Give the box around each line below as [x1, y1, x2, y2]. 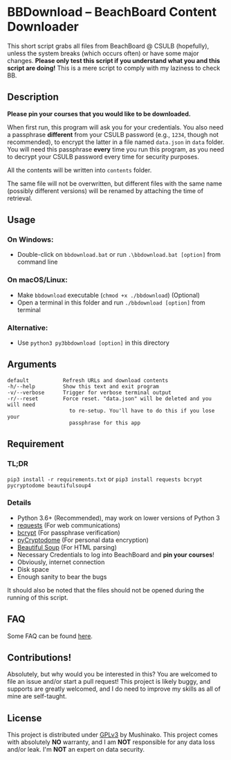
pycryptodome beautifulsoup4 [7, 482, 91, 489]
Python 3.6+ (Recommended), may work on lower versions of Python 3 [17, 514, 220, 522]
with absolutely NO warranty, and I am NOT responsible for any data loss [7, 738, 216, 746]
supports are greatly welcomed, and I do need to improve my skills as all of [7, 685, 221, 693]
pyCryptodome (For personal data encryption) [17, 536, 149, 544]
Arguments [7, 359, 57, 370]
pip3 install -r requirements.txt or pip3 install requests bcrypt [7, 475, 203, 483]
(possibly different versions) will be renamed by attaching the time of [7, 186, 204, 194]
